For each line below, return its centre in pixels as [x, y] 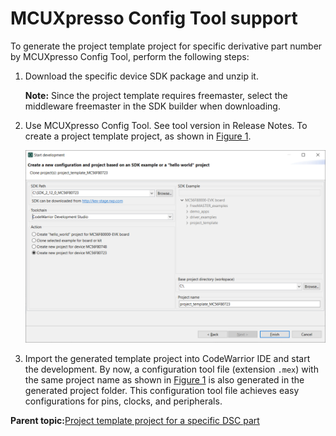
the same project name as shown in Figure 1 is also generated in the [164, 379]
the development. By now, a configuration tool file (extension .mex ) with [171, 369]
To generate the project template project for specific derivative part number [166, 46]
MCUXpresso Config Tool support [154, 18]
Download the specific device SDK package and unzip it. [141, 76]
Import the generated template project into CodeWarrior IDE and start [167, 358]
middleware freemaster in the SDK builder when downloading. [152, 106]
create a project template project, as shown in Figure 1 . [138, 136]
